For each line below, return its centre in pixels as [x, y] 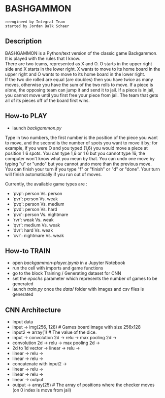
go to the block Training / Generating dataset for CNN [67, 273]
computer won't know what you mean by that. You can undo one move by [80, 158]
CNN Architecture [33, 310]
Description [23, 41]
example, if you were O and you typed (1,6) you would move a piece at [77, 148]
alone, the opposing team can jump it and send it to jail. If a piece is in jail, [80, 90]
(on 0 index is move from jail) [42, 390]
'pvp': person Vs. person [37, 193]
